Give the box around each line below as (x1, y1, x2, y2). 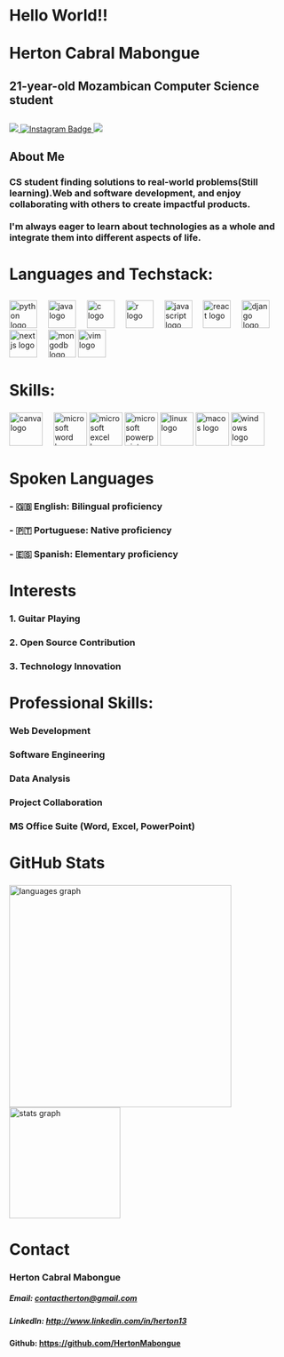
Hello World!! (9, 5, 108, 26)
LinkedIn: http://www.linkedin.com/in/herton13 (9, 1315, 187, 1326)
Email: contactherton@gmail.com (9, 1293, 138, 1304)
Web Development (9, 724, 91, 737)
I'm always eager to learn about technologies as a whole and (9, 220, 275, 233)
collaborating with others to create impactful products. (9, 198, 251, 211)
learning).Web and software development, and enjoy (9, 188, 241, 200)
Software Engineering (9, 748, 106, 761)
